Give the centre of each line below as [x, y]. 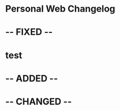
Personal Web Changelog [61, 9]
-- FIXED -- [29, 32]
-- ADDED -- [32, 78]
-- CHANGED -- [39, 101]
